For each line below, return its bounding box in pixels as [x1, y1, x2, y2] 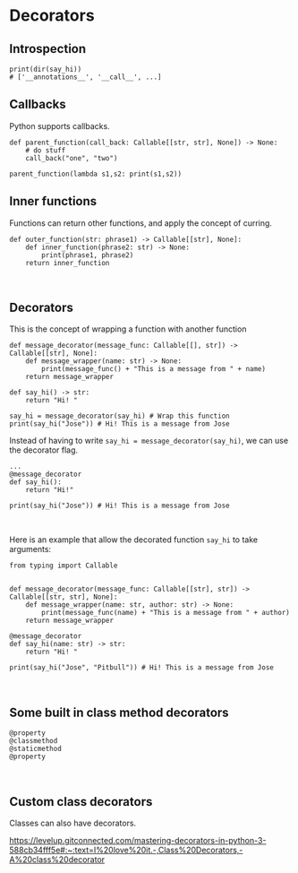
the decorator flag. [9, 445, 79, 455]
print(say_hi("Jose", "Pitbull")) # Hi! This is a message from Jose [9, 663, 275, 672]
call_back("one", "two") [25, 153, 118, 162]
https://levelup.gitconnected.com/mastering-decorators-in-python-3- [9, 835, 267, 846]
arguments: [9, 544, 52, 555]
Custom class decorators [9, 794, 153, 809]
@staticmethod [9, 745, 63, 754]
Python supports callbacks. [9, 120, 110, 131]
